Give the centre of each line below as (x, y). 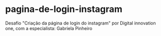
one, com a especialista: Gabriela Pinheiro (49, 28)
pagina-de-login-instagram (64, 9)
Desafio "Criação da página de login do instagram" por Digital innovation (80, 23)
